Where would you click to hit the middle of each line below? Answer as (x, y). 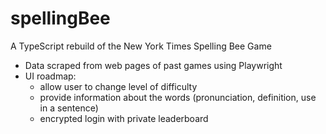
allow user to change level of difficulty (118, 86)
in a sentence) (69, 108)
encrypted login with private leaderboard (124, 118)
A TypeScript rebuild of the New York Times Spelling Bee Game (141, 46)
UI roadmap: (50, 76)
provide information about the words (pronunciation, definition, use (178, 97)
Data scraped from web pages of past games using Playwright (153, 65)
